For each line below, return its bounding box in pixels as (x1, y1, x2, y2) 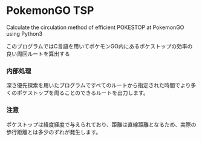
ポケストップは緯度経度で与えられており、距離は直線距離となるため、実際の (6, 120, 197, 128)
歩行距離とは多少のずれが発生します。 (6, 128, 102, 136)
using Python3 (6, 30, 43, 37)
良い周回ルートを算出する (6, 50, 70, 57)
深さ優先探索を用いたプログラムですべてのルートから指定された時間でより (6, 82, 191, 89)
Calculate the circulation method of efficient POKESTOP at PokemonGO (6, 24, 184, 31)
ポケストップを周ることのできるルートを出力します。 (16, 89, 149, 97)
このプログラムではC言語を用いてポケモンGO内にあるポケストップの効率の (6, 42, 193, 50)
